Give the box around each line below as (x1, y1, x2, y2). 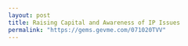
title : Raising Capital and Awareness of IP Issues (8, 19, 180, 27)
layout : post (8, 11, 51, 19)
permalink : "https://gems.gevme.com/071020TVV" (8, 26, 167, 34)
